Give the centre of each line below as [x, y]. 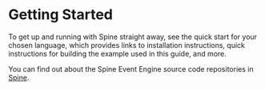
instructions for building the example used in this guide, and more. [117, 53]
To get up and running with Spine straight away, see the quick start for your [133, 37]
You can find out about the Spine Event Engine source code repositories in [131, 68]
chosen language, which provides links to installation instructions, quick [127, 45]
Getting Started [61, 15]
